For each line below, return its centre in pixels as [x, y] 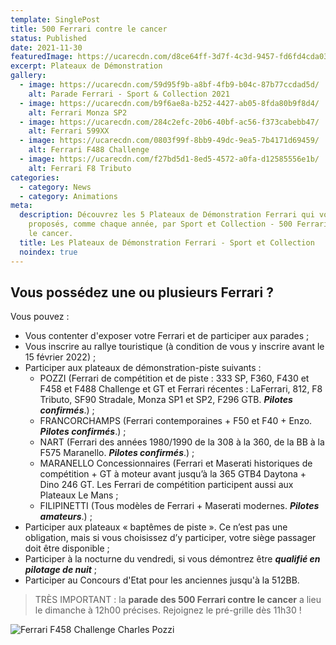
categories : [35, 177]
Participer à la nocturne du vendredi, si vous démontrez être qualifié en [172, 559]
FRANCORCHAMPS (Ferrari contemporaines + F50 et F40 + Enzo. [176, 421]
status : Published [48, 38]
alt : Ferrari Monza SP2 [78, 112]
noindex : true [48, 252]
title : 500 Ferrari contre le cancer [89, 29]
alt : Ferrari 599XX [69, 131]
